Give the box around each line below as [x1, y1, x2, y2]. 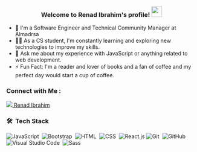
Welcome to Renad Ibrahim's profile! [40, 10, 150, 19]
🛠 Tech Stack [6, 116, 50, 125]
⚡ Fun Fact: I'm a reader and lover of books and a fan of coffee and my [15, 63, 192, 71]
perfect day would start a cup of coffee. [15, 72, 115, 79]
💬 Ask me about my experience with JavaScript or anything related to [15, 50, 188, 57]
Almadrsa [15, 31, 39, 38]
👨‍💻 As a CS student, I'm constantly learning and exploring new [15, 37, 171, 45]
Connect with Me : [6, 87, 62, 95]
